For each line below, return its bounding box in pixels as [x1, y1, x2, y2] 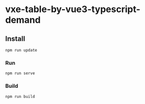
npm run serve [5, 71, 35, 76]
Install [5, 34, 25, 43]
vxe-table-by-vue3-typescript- [5, 4, 140, 15]
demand [5, 14, 41, 26]
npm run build [5, 94, 35, 99]
